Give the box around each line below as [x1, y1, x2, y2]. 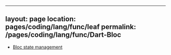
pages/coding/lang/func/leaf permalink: [5, 23, 136, 31]
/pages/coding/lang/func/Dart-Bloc [5, 31, 121, 39]
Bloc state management [12, 44, 63, 50]
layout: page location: [5, 15, 76, 23]
